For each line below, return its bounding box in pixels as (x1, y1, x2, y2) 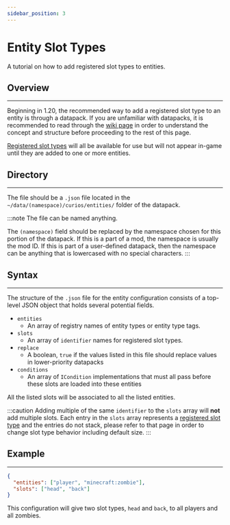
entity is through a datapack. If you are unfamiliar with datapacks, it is (7, 114, 203, 122)
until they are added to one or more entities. (7, 149, 131, 158)
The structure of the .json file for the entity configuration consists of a (7, 294, 206, 302)
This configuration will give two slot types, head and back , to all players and (7, 504, 218, 513)
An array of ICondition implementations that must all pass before (27, 373, 212, 380)
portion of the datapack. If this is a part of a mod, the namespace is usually (7, 234, 219, 243)
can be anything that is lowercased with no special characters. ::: (7, 249, 190, 258)
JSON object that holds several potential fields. (21, 301, 155, 309)
